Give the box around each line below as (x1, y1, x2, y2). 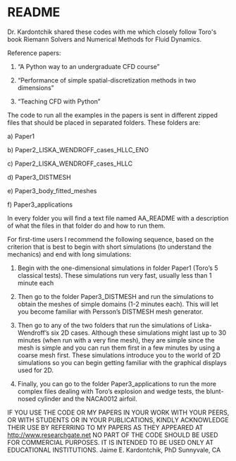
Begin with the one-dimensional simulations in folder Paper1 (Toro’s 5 (17, 264, 218, 272)
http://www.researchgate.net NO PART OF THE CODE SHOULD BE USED (7, 431, 218, 439)
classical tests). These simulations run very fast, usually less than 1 (17, 271, 212, 279)
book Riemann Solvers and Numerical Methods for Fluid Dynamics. (7, 35, 202, 43)
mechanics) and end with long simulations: (7, 250, 132, 258)
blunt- (206, 387, 224, 395)
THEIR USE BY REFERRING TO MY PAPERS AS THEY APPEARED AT (7, 423, 204, 431)
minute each (17, 278, 54, 287)
